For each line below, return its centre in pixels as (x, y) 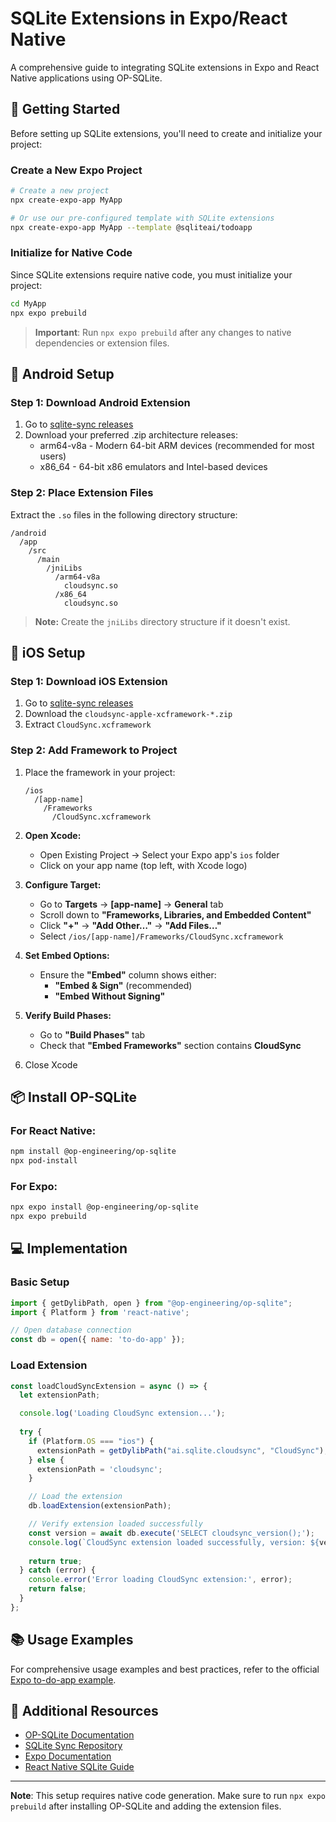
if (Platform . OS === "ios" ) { (91, 1441)
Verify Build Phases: (68, 1015)
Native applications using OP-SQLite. (86, 78)
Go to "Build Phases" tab (92, 1034)
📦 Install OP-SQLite (73, 1097)
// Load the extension (75, 1497)
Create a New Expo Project (76, 170)
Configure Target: (63, 884)
